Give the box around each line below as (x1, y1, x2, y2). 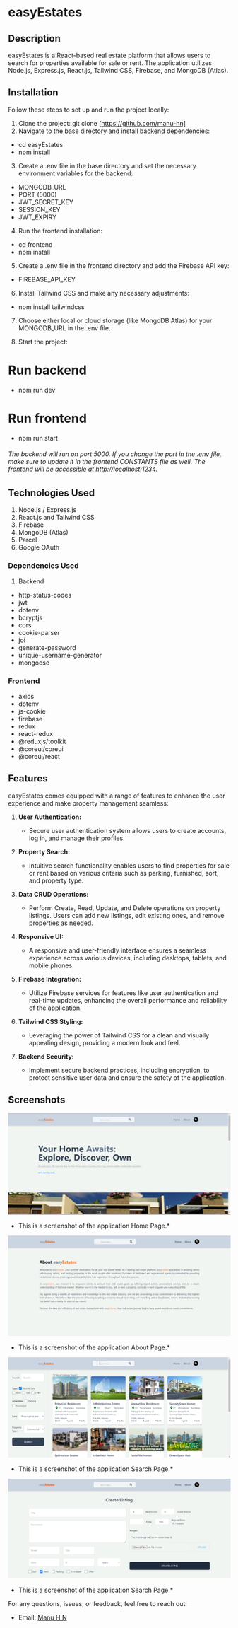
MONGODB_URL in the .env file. (18, 323, 112, 332)
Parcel (18, 535, 37, 545)
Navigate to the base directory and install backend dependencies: (18, 127, 210, 135)
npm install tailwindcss (18, 302, 85, 311)
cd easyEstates (18, 140, 64, 149)
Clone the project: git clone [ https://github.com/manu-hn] (18, 119, 186, 127)
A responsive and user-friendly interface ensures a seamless (28, 946, 207, 955)
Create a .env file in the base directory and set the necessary (18, 161, 196, 170)
